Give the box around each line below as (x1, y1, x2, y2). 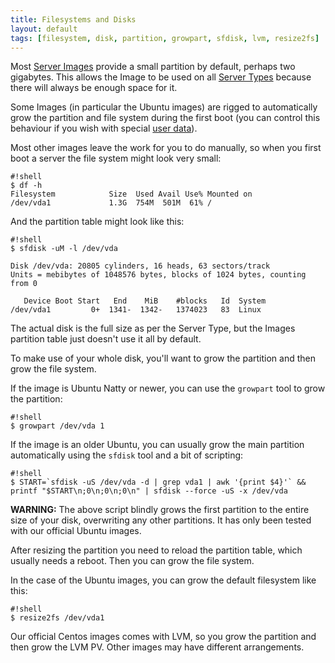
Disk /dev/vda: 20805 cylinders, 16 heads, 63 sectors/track (10, 261, 271, 271)
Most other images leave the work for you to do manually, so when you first (10, 142, 322, 154)
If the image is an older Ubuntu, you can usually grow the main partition (10, 439, 305, 451)
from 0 (10, 279, 38, 289)
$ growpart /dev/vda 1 (10, 421, 105, 431)
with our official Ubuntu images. (10, 525, 142, 537)
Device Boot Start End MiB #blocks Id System (23, 296, 267, 306)
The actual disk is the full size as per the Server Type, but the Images (10, 322, 296, 335)
